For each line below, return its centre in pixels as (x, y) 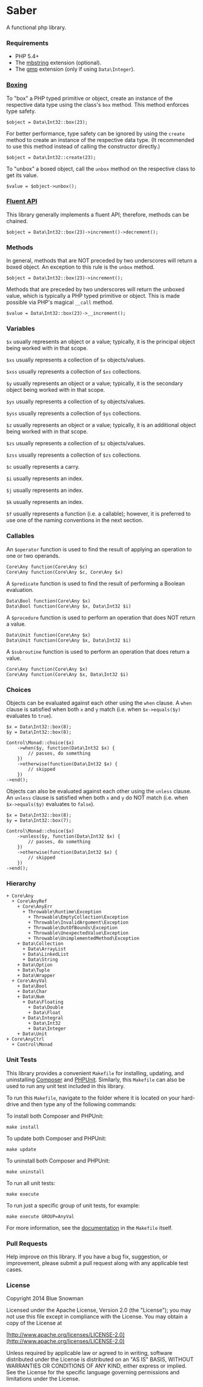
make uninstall (25, 1172)
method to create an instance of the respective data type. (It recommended (100, 139)
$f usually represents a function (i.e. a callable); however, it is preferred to (98, 514)
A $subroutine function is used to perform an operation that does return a (98, 651)
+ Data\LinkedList (45, 955)
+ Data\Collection (40, 944)
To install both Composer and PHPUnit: (55, 1116)
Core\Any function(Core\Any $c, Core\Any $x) (65, 572)
